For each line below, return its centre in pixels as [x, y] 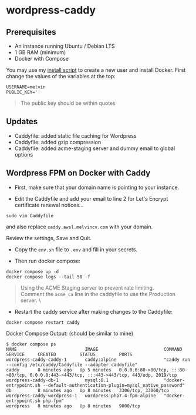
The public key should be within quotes [68, 103]
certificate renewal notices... [49, 205]
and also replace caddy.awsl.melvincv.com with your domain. [80, 227]
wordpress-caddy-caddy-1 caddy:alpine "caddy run [98, 360]
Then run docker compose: [48, 261]
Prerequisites [31, 32]
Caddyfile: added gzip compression [58, 142]
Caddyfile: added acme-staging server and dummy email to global [95, 148]
